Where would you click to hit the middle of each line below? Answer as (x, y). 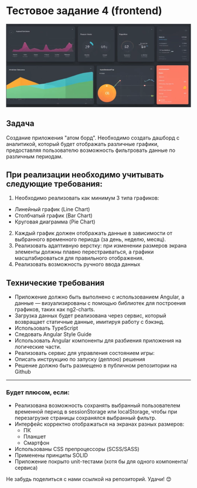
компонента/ (172, 461)
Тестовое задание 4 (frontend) (84, 11)
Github (23, 372)
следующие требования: (54, 184)
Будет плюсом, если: (38, 392)
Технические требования (55, 283)
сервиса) (26, 467)
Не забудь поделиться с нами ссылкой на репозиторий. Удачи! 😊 (89, 479)
